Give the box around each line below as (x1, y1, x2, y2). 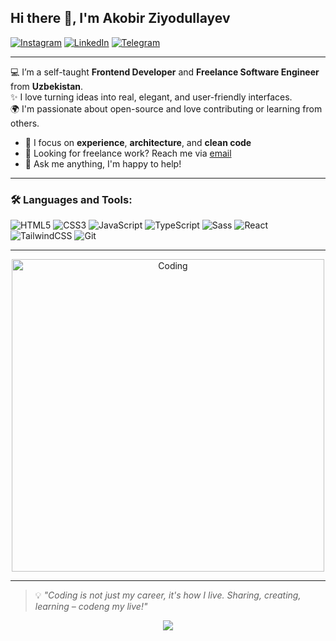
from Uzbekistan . (10, 80, 84, 92)
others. (10, 117, 40, 129)
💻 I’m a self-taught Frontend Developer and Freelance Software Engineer (10, 66, 320, 78)
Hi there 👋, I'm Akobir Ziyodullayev (10, 10, 231, 27)
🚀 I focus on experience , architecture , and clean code (24, 136, 252, 148)
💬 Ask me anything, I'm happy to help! (24, 157, 182, 170)
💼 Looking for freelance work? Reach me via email (24, 147, 232, 159)
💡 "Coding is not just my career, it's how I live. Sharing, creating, (34, 589, 302, 601)
